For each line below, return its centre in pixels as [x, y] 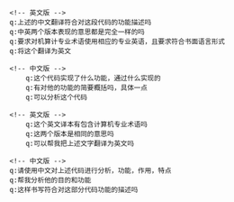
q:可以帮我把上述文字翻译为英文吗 [80, 143]
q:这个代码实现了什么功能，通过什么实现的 [93, 78]
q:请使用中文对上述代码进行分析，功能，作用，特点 [90, 170]
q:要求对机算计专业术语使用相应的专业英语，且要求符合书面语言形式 [117, 41]
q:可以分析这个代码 [57, 97]
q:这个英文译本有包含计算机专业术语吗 [87, 124]
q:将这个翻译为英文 [40, 51]
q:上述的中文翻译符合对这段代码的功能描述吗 [81, 23]
